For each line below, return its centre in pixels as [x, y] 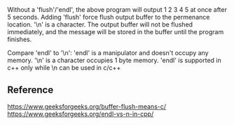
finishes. [20, 39]
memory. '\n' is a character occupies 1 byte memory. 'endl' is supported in [115, 60]
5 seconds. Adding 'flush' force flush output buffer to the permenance [109, 17]
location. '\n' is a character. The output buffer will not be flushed [100, 24]
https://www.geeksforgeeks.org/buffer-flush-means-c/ [87, 107]
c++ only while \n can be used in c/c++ [64, 68]
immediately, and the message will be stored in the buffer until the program [116, 32]
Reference [30, 90]
